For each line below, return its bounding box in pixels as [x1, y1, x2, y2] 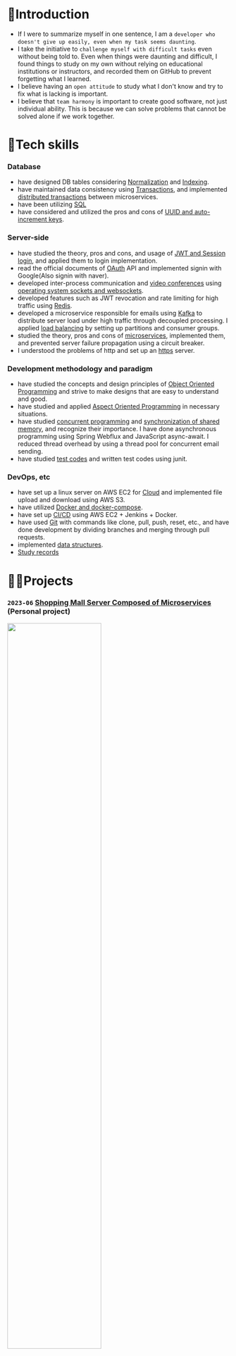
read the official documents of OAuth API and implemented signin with [17, 263, 222, 272]
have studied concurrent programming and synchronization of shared [17, 417, 220, 425]
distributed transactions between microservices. [17, 193, 159, 201]
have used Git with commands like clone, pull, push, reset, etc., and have [17, 518, 230, 527]
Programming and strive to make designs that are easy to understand [17, 387, 219, 396]
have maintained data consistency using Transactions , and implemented [17, 185, 228, 194]
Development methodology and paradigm [7, 363, 153, 373]
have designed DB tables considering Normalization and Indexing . [17, 178, 209, 186]
